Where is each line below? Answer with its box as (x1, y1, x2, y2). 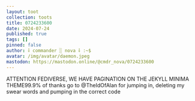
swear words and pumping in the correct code (6, 88, 121, 95)
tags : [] (6, 36, 28, 42)
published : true (6, 31, 47, 37)
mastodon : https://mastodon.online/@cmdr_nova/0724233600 (6, 59, 154, 65)
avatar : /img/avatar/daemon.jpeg (6, 53, 90, 59)
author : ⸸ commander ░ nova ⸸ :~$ (6, 48, 91, 54)
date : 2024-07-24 (6, 25, 50, 32)
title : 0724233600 (6, 20, 52, 26)
